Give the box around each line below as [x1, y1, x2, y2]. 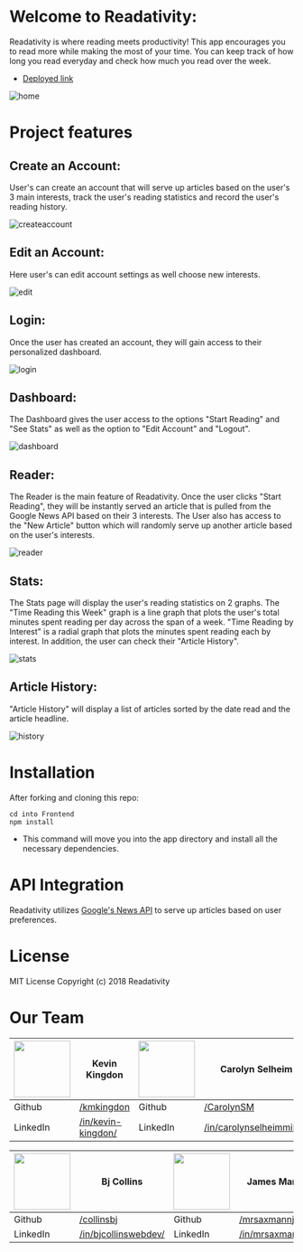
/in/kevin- [79, 1115, 122, 1127]
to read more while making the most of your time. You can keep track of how [9, 45, 294, 56]
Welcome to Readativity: [9, 6, 197, 27]
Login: [9, 313, 46, 328]
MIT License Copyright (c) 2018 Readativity [9, 975, 170, 986]
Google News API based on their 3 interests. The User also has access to [9, 511, 281, 522]
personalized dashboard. [9, 346, 102, 357]
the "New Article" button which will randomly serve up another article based [9, 520, 293, 531]
